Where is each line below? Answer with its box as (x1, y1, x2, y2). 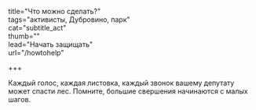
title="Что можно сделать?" (8, 7, 101, 16)
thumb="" (8, 31, 41, 41)
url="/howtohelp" (8, 48, 64, 57)
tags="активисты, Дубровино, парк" (8, 15, 131, 24)
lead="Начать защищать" (8, 40, 93, 49)
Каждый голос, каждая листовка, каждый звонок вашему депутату (8, 78, 235, 87)
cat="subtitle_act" (8, 23, 67, 32)
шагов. (8, 95, 31, 104)
